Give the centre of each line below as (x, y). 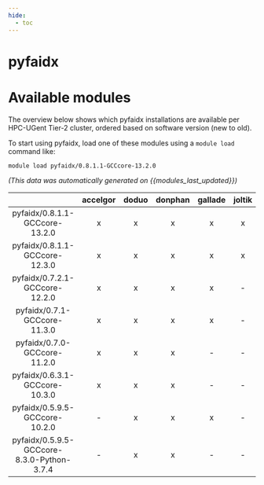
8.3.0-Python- (43, 459)
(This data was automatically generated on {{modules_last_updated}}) (123, 180)
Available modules (70, 97)
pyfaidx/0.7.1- (43, 310)
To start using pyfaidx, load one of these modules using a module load (121, 143)
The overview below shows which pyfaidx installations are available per (124, 119)
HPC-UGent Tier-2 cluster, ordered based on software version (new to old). (130, 127)
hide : (17, 15)
